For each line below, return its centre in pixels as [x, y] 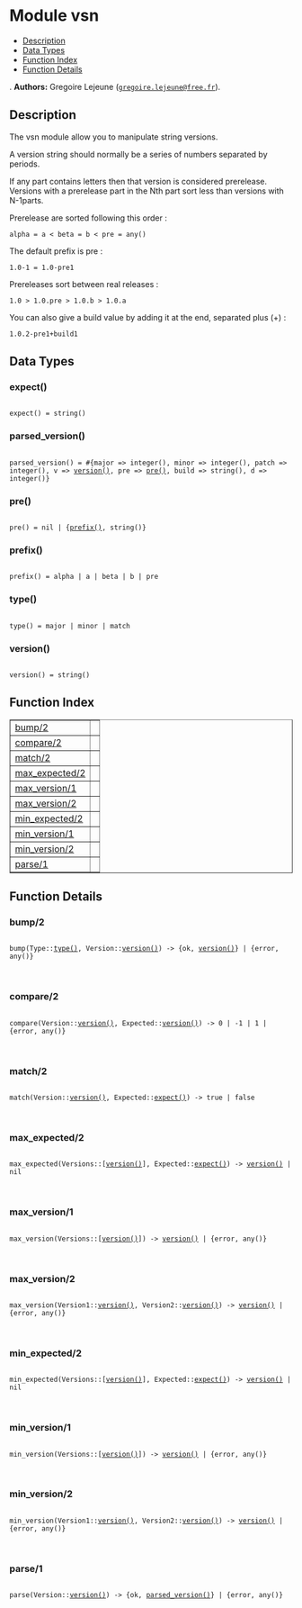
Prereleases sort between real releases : [84, 284]
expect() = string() [48, 414]
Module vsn [54, 16]
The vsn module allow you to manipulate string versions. [114, 137]
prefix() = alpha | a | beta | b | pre [84, 577]
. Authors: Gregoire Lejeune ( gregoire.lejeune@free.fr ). [115, 86]
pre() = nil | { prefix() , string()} [78, 528]
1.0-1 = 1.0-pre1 [42, 267]
